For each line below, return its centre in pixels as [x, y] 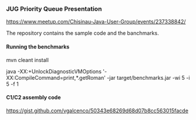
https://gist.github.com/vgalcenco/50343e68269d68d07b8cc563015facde [97, 111]
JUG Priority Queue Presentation [54, 9]
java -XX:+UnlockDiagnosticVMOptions [54, 71]
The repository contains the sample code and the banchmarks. [83, 33]
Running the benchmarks [38, 47]
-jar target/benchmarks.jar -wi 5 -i [148, 77]
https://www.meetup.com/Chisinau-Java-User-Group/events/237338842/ [96, 22]
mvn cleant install [27, 60]
